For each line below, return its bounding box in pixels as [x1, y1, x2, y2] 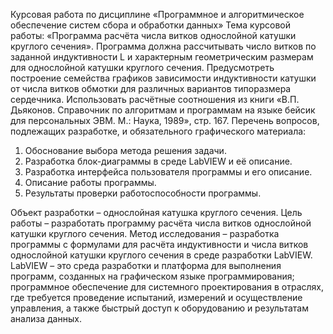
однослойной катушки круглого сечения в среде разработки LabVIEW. [10, 249, 313, 261]
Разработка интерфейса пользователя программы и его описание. [24, 166, 313, 178]
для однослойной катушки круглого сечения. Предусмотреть [10, 62, 275, 73]
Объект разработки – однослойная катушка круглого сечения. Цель [10, 207, 303, 218]
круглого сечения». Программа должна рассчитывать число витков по [10, 40, 317, 52]
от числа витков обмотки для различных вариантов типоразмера [10, 83, 292, 94]
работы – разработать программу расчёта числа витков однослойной [10, 217, 312, 229]
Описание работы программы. [24, 177, 157, 188]
